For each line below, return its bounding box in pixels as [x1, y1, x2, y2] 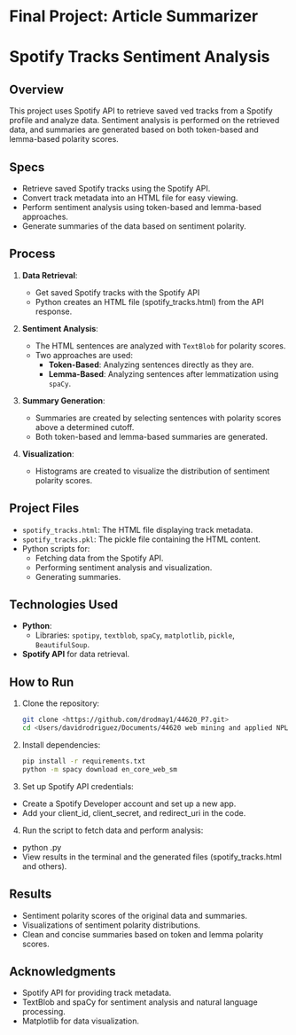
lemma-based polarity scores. [9, 134, 120, 145]
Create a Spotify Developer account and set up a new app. [21, 798, 237, 809]
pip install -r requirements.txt [21, 757, 146, 765]
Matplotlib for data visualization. [21, 1015, 140, 1026]
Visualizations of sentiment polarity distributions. [21, 920, 201, 930]
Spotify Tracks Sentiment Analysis [9, 47, 270, 67]
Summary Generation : [21, 395, 105, 405]
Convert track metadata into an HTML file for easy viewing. [21, 192, 238, 203]
